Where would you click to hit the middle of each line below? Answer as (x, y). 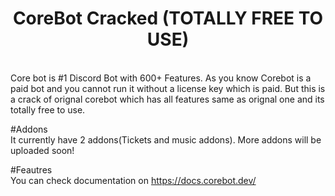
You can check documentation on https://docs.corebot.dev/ (133, 180)
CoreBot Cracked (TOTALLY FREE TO (168, 18)
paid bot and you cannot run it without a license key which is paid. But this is (168, 88)
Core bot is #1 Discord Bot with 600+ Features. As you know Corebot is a (161, 78)
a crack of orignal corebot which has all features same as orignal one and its (167, 99)
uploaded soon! (42, 150)
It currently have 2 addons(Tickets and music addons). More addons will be (166, 139)
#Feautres (31, 169)
